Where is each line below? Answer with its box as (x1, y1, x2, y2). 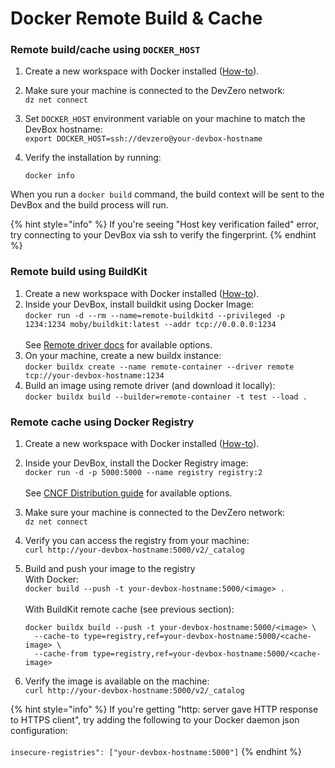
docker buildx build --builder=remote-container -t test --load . (24, 392, 308, 402)
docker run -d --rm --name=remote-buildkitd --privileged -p (24, 310, 286, 321)
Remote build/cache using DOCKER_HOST (10, 43, 201, 57)
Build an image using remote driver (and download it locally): (24, 379, 276, 391)
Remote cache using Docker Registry (10, 415, 195, 429)
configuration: (10, 725, 68, 737)
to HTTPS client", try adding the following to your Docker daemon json (10, 714, 300, 726)
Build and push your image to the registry (24, 563, 196, 575)
